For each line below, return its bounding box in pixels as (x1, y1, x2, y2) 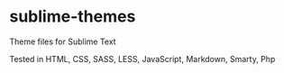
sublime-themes (9, 6, 136, 27)
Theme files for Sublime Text (9, 36, 116, 47)
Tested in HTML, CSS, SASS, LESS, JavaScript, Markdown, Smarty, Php (9, 53, 276, 64)
